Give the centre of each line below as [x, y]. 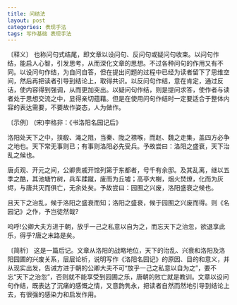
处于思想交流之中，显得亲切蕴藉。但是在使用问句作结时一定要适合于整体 [118, 99]
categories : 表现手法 [37, 27]
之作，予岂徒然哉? [52, 212]
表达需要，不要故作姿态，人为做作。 [72, 107]
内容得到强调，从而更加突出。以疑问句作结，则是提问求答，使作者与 [124, 90]
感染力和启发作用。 [72, 294]
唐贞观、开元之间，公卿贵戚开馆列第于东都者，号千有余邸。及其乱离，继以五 [119, 170]
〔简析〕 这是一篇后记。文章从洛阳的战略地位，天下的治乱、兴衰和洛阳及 [113, 251]
